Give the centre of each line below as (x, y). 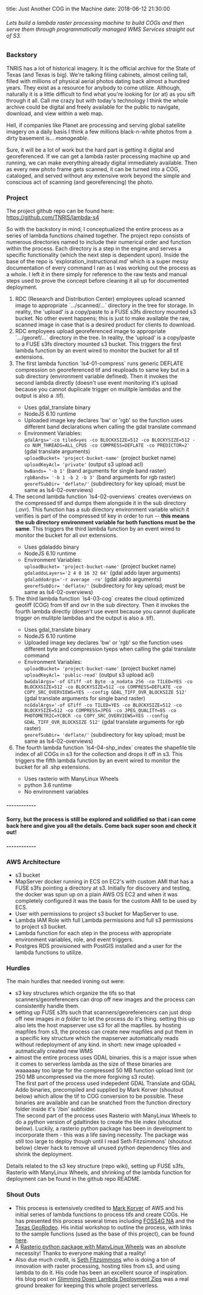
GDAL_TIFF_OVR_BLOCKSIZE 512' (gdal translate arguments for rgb (104, 722)
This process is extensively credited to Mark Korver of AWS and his (99, 1208)
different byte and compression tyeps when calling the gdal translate (110, 649)
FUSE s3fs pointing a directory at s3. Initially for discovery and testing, (103, 888)
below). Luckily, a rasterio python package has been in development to (104, 1129)
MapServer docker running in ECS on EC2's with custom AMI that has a (104, 881)
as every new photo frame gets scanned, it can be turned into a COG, (93, 169)
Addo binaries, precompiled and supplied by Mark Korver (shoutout (99, 1090)
